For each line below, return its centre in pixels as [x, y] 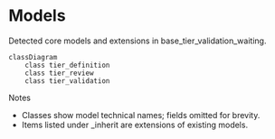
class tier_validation [67, 81]
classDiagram [33, 57]
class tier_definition [67, 65]
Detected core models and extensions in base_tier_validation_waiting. [137, 41]
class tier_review [59, 73]
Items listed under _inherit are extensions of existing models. [135, 125]
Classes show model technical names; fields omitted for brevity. [141, 115]
